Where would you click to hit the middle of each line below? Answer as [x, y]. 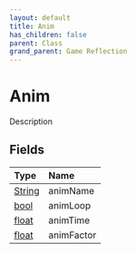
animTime [69, 220]
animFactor [73, 235]
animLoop [70, 205]
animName [72, 190]
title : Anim [32, 26]
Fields [27, 150]
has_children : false [49, 34]
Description [31, 122]
